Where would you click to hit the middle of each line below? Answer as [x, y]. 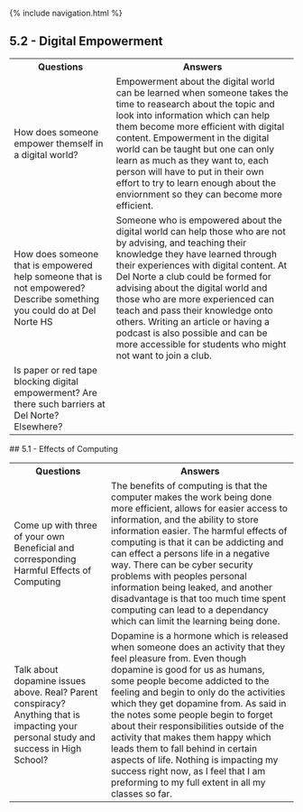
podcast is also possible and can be [192, 333]
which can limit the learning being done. [196, 621]
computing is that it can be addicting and [197, 542]
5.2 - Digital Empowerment [87, 41]
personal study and [55, 737]
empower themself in [59, 143]
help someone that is [58, 276]
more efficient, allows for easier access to [200, 508]
